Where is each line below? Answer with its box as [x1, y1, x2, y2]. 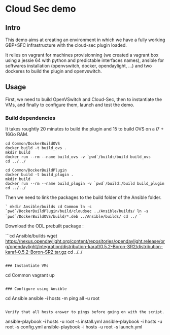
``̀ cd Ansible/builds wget [5, 233, 57, 239]
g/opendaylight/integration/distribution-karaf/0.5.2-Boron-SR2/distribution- [5, 244, 163, 250]
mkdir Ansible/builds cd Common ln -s [10, 204, 92, 210]
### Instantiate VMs [5, 263, 49, 269]
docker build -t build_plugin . [5, 172, 74, 178]
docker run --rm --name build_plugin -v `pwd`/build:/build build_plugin [5, 181, 165, 186]
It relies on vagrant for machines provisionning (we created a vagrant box [5, 52, 159, 58]
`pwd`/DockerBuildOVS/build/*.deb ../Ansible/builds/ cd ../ [5, 214, 138, 219]
